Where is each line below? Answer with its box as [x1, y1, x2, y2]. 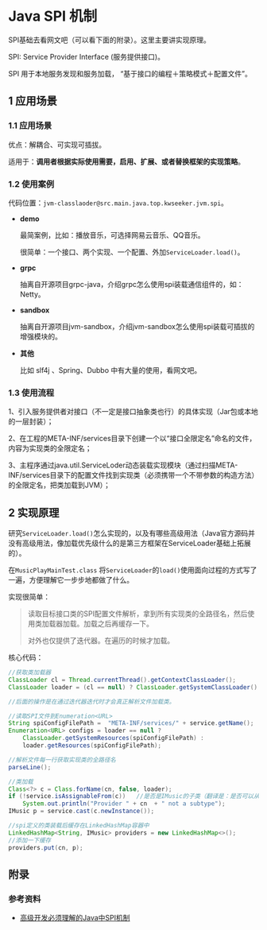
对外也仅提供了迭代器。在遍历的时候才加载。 [27, 636, 175, 645]
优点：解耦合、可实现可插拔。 [8, 140, 106, 149]
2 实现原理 [8, 506, 60, 519]
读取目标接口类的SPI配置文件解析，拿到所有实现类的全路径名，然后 [27, 609, 248, 618]
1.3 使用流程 [8, 387, 55, 398]
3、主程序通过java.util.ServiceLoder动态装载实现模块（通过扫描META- [8, 460, 238, 470]
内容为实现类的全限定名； [8, 444, 92, 453]
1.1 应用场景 [8, 120, 52, 131]
